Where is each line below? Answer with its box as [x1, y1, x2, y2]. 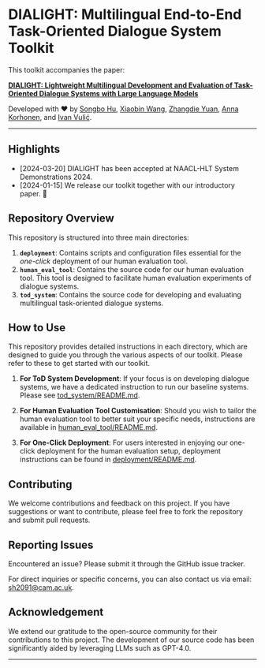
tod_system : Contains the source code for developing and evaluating [19, 289, 242, 299]
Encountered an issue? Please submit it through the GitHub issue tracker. [8, 559, 246, 569]
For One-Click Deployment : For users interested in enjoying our [19, 438, 229, 447]
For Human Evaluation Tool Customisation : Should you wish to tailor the [19, 406, 257, 416]
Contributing [8, 477, 73, 491]
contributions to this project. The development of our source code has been [8, 635, 255, 644]
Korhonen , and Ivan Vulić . [8, 112, 92, 121]
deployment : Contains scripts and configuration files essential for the [19, 248, 242, 257]
